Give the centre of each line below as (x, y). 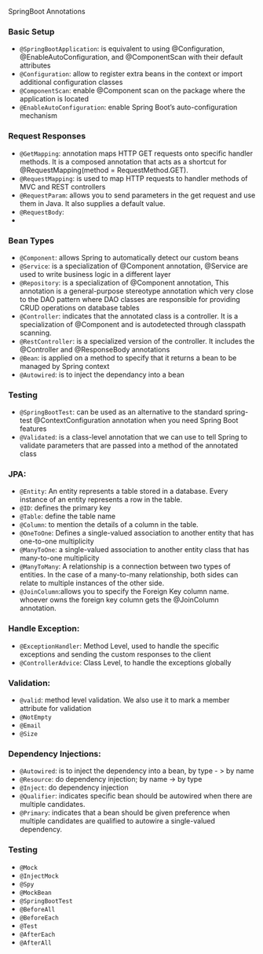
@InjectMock (39, 876)
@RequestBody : (42, 212)
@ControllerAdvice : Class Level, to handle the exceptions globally (125, 662)
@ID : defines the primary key (65, 508)
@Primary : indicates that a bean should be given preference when (124, 812)
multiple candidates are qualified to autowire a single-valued (117, 821)
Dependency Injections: (55, 754)
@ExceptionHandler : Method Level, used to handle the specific (119, 646)
